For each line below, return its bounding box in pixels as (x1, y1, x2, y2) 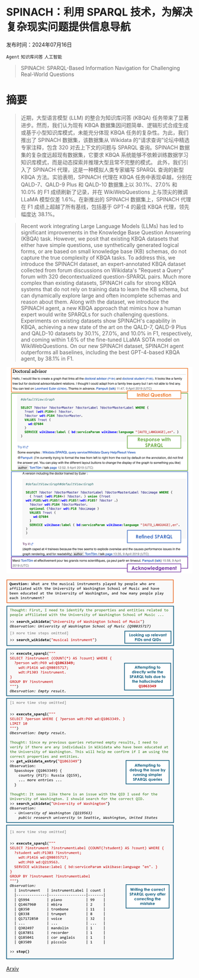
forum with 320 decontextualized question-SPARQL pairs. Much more (20, 273, 191, 280)
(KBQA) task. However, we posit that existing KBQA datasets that (20, 235, 179, 242)
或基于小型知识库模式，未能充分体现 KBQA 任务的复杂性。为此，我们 (20, 129, 189, 136)
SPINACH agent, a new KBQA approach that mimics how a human (20, 304, 182, 312)
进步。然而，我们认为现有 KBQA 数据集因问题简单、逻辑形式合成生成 (20, 121, 189, 128)
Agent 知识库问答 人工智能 (6, 54, 62, 60)
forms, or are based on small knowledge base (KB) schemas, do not (20, 248, 187, 255)
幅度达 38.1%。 (20, 210, 58, 217)
